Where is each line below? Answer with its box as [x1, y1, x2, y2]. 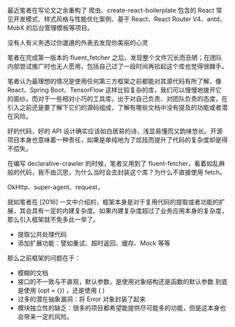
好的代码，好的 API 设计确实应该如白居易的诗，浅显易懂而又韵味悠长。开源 [7, 127, 223, 135]
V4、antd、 [192, 15, 226, 23]
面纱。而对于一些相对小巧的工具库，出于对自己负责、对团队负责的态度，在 [13, 95, 228, 103]
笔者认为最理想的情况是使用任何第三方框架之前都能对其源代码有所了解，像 [7, 77, 222, 85]
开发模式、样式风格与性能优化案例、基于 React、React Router [13, 15, 192, 23]
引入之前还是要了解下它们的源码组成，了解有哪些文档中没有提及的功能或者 [7, 104, 222, 111]
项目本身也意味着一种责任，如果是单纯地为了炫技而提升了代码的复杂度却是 [7, 136, 222, 144]
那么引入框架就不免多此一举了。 [7, 216, 99, 223]
